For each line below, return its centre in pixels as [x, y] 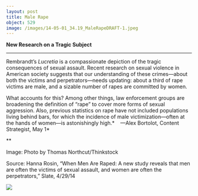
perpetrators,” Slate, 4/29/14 [41, 176]
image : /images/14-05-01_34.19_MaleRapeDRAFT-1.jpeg [72, 28]
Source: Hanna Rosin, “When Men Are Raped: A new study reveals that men [98, 164]
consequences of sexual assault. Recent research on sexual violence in [93, 68]
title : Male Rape [27, 17]
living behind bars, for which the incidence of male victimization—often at [95, 117]
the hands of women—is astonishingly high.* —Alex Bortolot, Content [93, 123]
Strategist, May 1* [28, 129]
